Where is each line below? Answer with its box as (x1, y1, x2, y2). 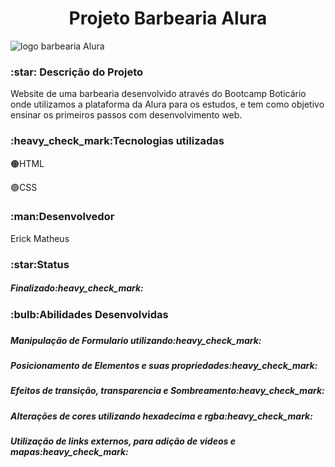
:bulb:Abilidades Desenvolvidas (10, 307, 169, 321)
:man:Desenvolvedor (10, 210, 115, 224)
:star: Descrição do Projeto (10, 65, 144, 79)
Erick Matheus (10, 232, 70, 244)
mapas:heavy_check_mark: (10, 446, 129, 458)
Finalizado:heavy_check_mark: (10, 282, 144, 294)
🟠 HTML (10, 157, 45, 169)
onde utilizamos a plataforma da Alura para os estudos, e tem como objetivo (10, 98, 325, 111)
